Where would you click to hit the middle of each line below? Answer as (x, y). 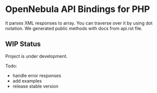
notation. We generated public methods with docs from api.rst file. (74, 28)
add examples (27, 80)
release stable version (35, 86)
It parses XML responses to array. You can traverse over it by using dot (79, 23)
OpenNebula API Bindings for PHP (77, 9)
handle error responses (37, 75)
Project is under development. (36, 56)
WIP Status (23, 44)
